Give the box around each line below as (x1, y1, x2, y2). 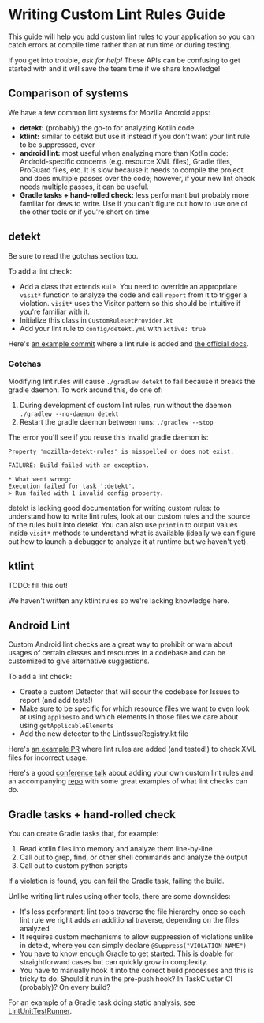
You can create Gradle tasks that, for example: (8, 829, 159, 839)
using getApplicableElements (19, 721, 114, 730)
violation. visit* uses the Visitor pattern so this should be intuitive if (19, 298, 242, 308)
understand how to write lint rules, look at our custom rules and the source (8, 511, 251, 521)
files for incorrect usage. (8, 753, 88, 762)
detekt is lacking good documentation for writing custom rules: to (8, 503, 221, 512)
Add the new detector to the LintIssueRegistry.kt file (19, 729, 189, 738)
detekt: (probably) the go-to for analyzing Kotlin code (19, 123, 195, 132)
